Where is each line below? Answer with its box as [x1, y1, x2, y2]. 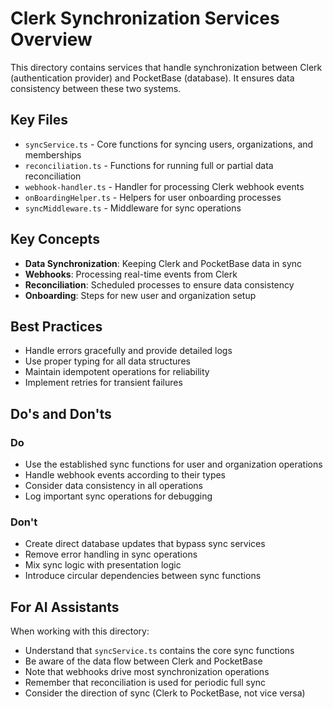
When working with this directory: [10, 625, 150, 637]
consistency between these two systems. [10, 82, 182, 94]
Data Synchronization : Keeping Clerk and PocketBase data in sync [24, 257, 303, 269]
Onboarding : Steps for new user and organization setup [24, 289, 257, 301]
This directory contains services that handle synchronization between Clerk [10, 61, 323, 73]
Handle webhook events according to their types [24, 469, 226, 481]
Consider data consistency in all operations [24, 480, 204, 492]
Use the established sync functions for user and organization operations [24, 458, 323, 471]
